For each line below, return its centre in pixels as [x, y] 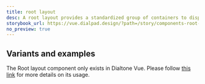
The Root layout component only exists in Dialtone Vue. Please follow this [99, 68]
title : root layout [31, 12]
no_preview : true [28, 29]
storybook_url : [26, 23]
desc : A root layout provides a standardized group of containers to [97, 18]
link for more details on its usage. [48, 75]
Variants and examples [51, 53]
